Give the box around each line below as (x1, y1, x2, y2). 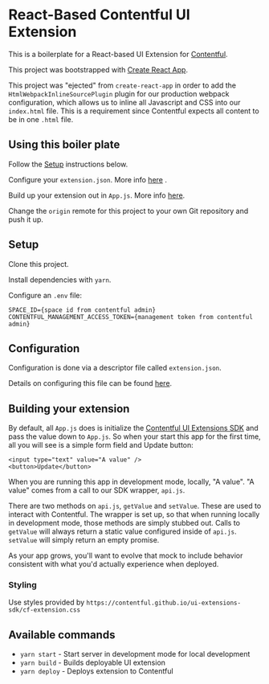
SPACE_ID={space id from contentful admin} (8, 305, 157, 314)
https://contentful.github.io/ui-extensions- (86, 599, 242, 608)
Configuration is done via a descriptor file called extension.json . (8, 363, 222, 373)
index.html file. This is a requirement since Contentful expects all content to (8, 106, 259, 116)
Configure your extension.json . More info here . (8, 174, 167, 184)
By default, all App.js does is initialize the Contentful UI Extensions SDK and (8, 424, 259, 433)
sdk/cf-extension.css (8, 606, 81, 614)
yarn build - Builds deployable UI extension (19, 657, 166, 668)
